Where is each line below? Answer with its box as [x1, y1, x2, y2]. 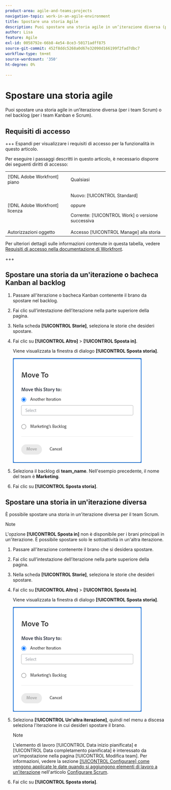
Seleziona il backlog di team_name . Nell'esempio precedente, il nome [12, 468, 159, 474]
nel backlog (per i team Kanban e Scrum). [5, 112, 93, 118]
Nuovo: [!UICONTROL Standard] [70, 193, 138, 198]
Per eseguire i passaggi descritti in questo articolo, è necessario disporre [5, 156, 159, 162]
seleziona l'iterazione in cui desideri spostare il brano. [12, 722, 126, 728]
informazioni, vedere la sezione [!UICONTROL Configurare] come [12, 758, 150, 765]
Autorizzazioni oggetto [7, 229, 55, 235]
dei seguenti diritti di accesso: [5, 161, 69, 167]
